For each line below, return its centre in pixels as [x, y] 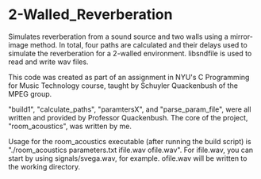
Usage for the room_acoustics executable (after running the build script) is [130, 141]
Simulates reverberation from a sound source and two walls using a [118, 36]
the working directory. [44, 166]
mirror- [242, 36]
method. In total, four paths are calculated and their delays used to [139, 44]
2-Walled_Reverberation [90, 15]
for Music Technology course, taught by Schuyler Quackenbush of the [123, 86]
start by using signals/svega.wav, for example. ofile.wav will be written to [128, 158]
